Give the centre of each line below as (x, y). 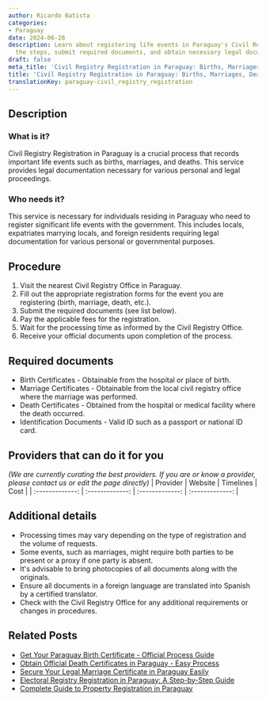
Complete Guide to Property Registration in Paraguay (106, 688)
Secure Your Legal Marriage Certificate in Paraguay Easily (114, 671)
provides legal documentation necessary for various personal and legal (124, 170)
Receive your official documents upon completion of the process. (126, 336)
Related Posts (43, 636)
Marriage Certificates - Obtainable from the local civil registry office (130, 388)
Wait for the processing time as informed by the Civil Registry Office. (131, 328)
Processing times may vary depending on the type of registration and (133, 535)
